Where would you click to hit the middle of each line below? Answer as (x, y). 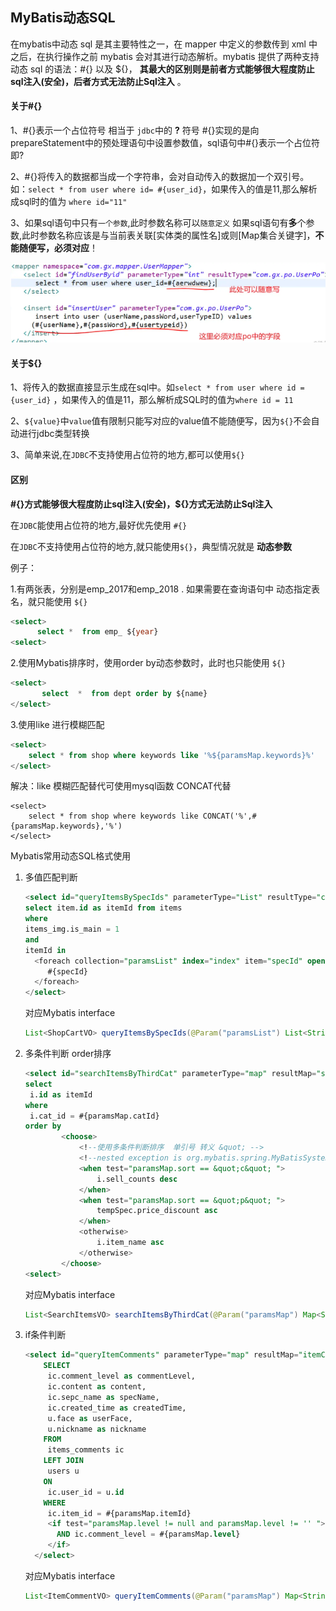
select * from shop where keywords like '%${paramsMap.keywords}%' (171, 755)
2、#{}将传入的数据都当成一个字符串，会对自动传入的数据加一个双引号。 (160, 177)
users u (63, 1471)
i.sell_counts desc (137, 1179)
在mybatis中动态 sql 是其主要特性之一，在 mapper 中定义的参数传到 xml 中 (164, 44)
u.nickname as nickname (97, 1429)
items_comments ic (86, 1450)
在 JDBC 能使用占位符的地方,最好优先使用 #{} (99, 525)
